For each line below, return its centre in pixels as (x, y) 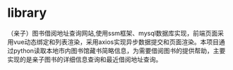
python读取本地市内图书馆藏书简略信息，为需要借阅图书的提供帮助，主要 (119, 50)
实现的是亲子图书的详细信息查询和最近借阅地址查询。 (85, 59)
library (27, 13)
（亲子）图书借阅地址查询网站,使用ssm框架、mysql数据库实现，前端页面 (113, 33)
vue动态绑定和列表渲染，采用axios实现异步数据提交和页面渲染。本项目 (116, 42)
